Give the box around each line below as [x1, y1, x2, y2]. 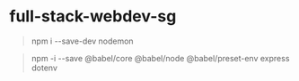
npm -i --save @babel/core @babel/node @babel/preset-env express [31, 53, 290, 63]
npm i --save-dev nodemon [31, 36, 134, 46]
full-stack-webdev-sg [9, 6, 177, 27]
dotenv [31, 62, 58, 73]
